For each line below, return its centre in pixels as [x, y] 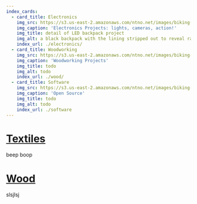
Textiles [26, 139]
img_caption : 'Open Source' [51, 93]
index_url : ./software [44, 110]
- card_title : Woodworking [44, 50]
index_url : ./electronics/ [50, 45]
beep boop [19, 155]
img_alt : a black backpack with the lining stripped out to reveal [101, 39]
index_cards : [22, 11]
